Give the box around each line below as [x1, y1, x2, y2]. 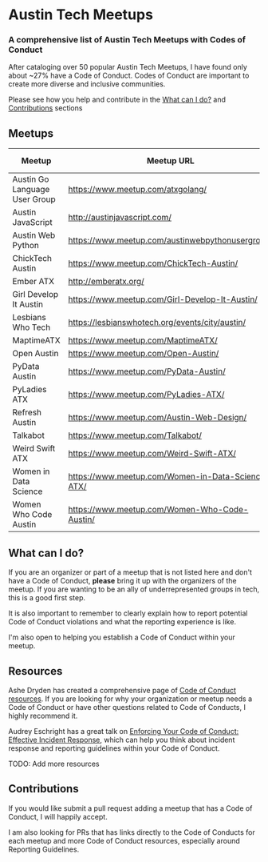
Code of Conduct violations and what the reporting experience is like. [8, 617, 237, 627]
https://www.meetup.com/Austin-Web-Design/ [68, 412, 247, 423]
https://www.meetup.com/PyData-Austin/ [68, 366, 226, 377]
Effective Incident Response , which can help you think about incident [8, 735, 235, 744]
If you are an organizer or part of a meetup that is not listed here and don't [8, 567, 253, 577]
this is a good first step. [8, 593, 86, 603]
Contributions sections [8, 103, 83, 113]
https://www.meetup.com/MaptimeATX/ [68, 335, 218, 346]
